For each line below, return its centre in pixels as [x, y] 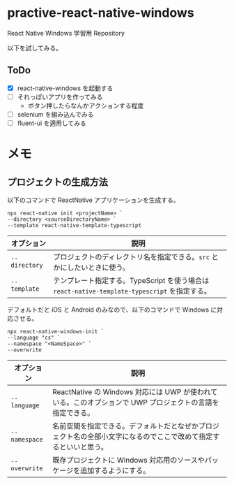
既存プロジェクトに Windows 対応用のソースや [128, 460]
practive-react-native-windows [101, 13]
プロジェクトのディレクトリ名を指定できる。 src [132, 257]
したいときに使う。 [99, 267]
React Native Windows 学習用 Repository [66, 33]
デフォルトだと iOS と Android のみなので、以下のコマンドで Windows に [112, 310]
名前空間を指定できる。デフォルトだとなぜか [125, 426]
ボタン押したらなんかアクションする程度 [86, 106]
